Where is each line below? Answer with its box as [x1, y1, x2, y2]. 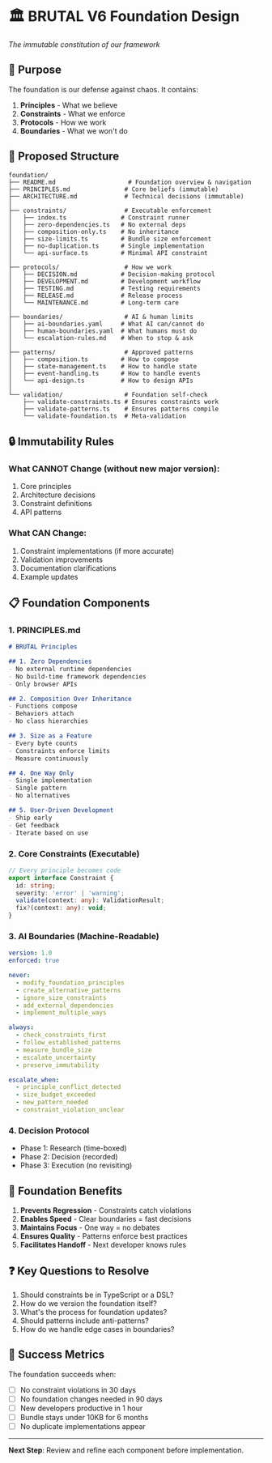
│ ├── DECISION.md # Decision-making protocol [8, 270, 216, 279]
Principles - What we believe [19, 100, 118, 110]
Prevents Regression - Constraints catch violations [19, 1206, 192, 1215]
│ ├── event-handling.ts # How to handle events [8, 369, 201, 377]
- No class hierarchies [8, 717, 89, 725]
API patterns [19, 508, 62, 517]
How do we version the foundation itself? [19, 1298, 158, 1308]
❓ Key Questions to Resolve [8, 1265, 150, 1278]
